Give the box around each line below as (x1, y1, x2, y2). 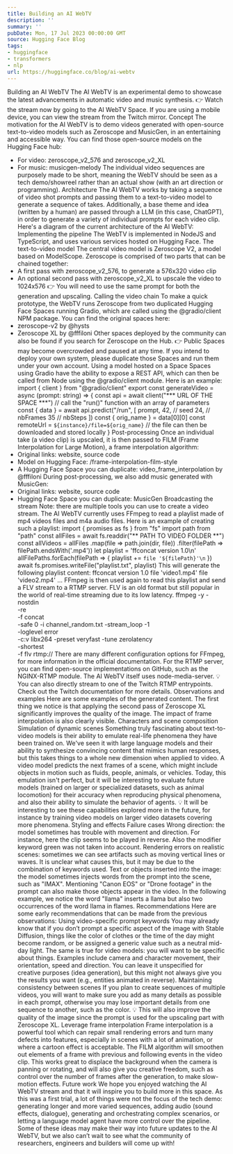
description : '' (7, 17, 54, 24)
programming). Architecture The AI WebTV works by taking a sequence (17, 185, 223, 193)
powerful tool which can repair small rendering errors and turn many (17, 1027, 214, 1036)
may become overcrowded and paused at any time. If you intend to (17, 346, 210, 355)
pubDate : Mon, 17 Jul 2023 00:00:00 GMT (7, 29, 127, 37)
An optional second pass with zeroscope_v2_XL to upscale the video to (17, 274, 221, 282)
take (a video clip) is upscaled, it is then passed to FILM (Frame (17, 435, 199, 444)
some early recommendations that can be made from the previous (17, 909, 207, 917)
